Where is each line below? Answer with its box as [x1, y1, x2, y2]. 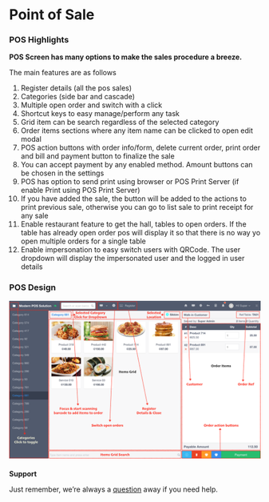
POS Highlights [9, 34, 69, 46]
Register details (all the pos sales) [20, 83, 133, 93]
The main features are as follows [9, 68, 117, 78]
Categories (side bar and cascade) [20, 92, 135, 102]
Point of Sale [9, 6, 95, 24]
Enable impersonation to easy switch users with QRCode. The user [20, 245, 241, 255]
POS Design [9, 282, 57, 293]
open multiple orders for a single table [20, 236, 147, 246]
